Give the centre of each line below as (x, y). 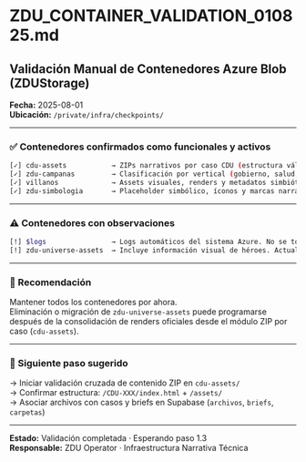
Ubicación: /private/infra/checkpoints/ (87, 114)
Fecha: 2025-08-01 (46, 105)
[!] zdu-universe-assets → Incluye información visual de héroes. (140, 250)
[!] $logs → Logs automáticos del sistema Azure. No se (148, 242)
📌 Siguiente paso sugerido (69, 364)
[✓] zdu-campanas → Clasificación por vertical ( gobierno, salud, (154, 174)
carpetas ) (27, 412)
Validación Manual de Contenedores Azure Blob (148, 69)
